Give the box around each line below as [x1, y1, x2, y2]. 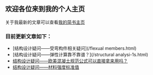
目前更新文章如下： [5, 33, 52, 40]
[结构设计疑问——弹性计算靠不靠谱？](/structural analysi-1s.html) [12, 52, 148, 58]
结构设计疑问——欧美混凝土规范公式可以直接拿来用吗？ [12, 58, 128, 64]
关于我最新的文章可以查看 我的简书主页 [5, 19, 85, 25]
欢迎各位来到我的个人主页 [5, 5, 85, 14]
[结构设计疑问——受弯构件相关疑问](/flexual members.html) [12, 45, 137, 51]
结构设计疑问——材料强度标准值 [12, 64, 79, 70]
